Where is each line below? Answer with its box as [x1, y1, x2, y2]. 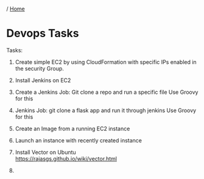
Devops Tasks [6, 27, 79, 40]
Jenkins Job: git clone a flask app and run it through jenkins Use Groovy [15, 107, 197, 114]
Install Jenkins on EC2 [15, 76, 71, 84]
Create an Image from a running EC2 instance [15, 125, 130, 132]
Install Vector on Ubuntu [15, 149, 76, 156]
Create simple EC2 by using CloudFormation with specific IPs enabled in [15, 58, 197, 66]
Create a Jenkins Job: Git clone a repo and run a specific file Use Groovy [15, 88, 199, 96]
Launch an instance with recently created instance [15, 136, 142, 144]
